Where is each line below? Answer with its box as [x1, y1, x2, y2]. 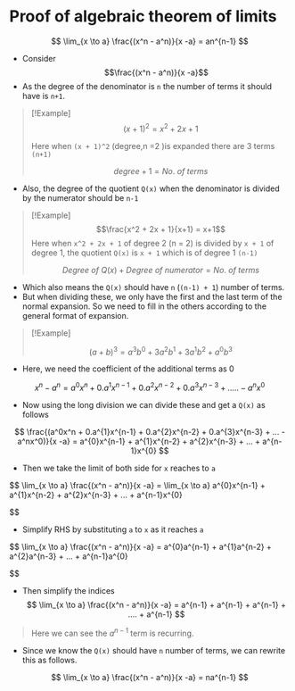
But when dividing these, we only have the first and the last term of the [21, 291, 283, 302]
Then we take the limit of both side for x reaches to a [21, 462, 216, 473]
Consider [21, 53, 56, 63]
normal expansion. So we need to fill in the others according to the [21, 301, 267, 312]
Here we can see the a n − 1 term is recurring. [30, 626, 194, 638]
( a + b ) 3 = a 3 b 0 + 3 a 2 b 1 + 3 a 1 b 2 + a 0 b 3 [88, 345, 234, 357]
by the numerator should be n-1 [21, 192, 139, 203]
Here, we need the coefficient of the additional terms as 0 [21, 363, 234, 374]
